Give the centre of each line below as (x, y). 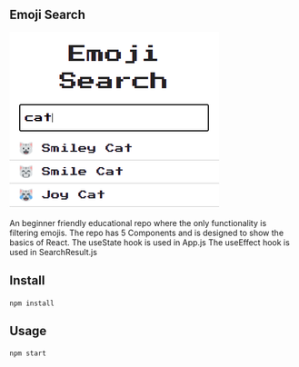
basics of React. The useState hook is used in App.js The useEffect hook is (150, 242)
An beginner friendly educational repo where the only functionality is (138, 223)
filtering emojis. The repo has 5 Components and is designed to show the (147, 233)
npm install (32, 303)
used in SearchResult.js (54, 252)
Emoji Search (48, 15)
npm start (28, 353)
